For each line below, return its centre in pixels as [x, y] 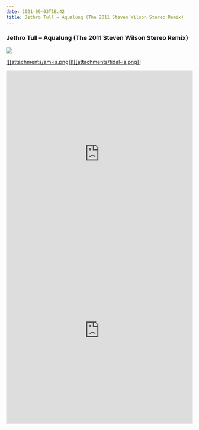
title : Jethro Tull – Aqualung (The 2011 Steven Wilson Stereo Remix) [95, 17]
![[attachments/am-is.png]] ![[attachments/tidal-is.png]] [73, 62]
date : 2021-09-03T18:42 [36, 12]
